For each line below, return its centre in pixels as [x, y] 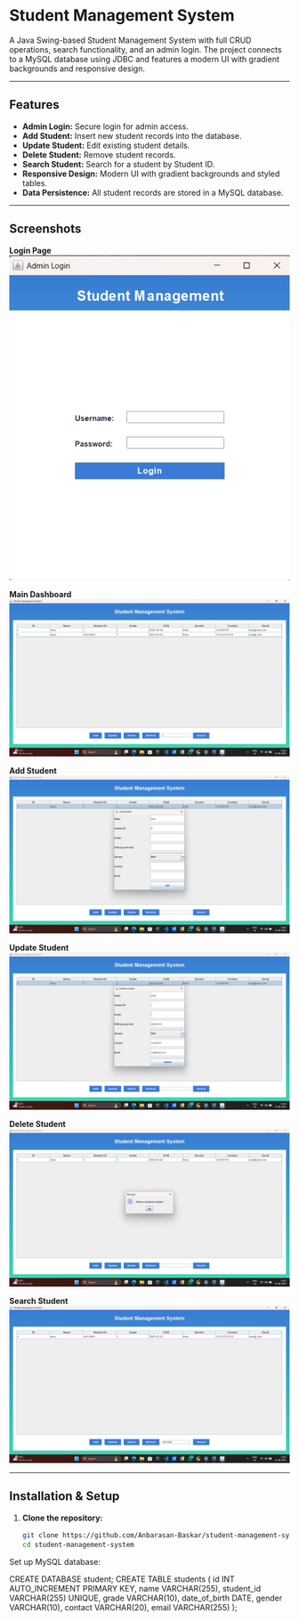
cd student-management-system [78, 1544]
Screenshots [45, 229]
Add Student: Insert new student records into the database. [132, 135]
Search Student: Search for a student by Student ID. [118, 164]
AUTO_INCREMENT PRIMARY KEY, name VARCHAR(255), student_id [135, 1588]
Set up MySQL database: [55, 1561]
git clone [40, 1535]
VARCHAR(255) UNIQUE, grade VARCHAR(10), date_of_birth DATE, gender [146, 1598]
